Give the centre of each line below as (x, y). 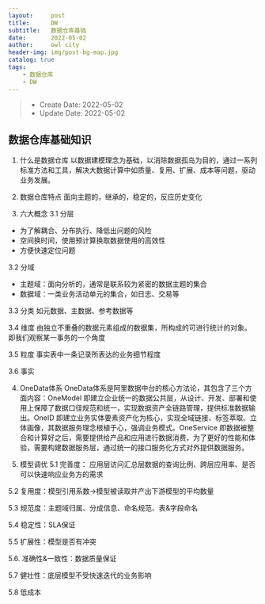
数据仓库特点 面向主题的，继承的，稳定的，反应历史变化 (111, 197)
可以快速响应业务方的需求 (61, 474)
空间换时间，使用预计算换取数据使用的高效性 (93, 241)
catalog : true (32, 60)
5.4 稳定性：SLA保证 (42, 525)
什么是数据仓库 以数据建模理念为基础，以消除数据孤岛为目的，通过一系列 (138, 160)
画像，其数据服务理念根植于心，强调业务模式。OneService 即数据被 (137, 428)
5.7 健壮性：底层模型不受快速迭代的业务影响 (80, 575)
